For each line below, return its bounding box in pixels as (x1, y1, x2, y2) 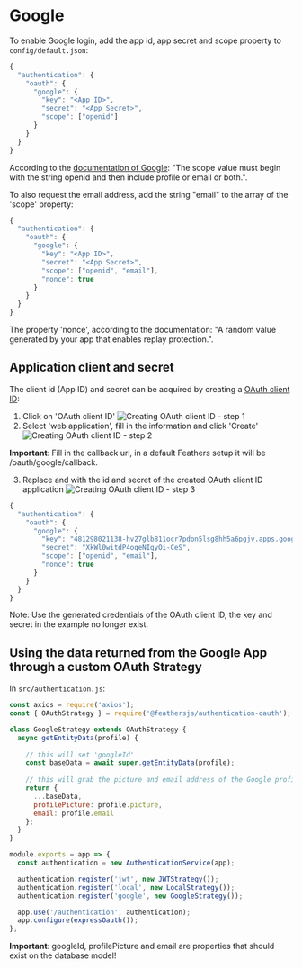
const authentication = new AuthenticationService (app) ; (17, 858, 235, 868)
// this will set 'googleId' (25, 750, 135, 759)
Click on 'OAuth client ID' (22, 410, 115, 421)
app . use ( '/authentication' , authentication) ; (17, 908, 191, 917)
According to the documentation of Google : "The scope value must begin (9, 162, 281, 173)
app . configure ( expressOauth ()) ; (17, 916, 139, 925)
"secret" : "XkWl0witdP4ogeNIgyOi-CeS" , (41, 543, 191, 552)
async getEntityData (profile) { (17, 733, 139, 742)
